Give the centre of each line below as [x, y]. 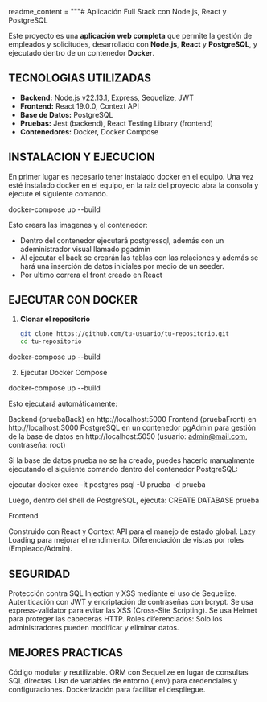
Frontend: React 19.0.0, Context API [79, 106]
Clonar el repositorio [55, 319]
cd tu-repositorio [51, 341]
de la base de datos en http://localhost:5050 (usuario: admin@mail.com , [128, 436]
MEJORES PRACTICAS [66, 652]
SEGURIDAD [39, 574]
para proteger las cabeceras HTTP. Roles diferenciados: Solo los [115, 619]
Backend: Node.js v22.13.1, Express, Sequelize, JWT [107, 97]
